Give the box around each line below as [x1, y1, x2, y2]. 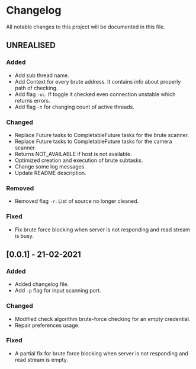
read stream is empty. [14, 356, 68, 363]
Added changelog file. [14, 281, 69, 288]
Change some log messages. [14, 163, 86, 170]
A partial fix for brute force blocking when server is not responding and [14, 349, 188, 357]
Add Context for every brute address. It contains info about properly [14, 78, 181, 85]
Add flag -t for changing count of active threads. [14, 103, 134, 110]
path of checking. [14, 84, 58, 91]
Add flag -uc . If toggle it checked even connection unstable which [14, 90, 176, 98]
